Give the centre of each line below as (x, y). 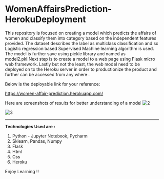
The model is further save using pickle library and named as (65, 54)
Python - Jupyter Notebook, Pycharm (50, 136)
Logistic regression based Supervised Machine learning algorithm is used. (80, 48)
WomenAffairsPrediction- (59, 9)
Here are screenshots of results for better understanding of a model (73, 103)
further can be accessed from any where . (48, 74)
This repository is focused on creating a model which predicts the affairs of (81, 33)
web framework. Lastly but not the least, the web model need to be (72, 64)
